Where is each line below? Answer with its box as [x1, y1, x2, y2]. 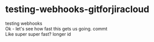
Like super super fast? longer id [5, 31, 71, 37]
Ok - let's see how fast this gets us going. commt [5, 25, 108, 31]
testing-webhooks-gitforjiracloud [5, 4, 149, 15]
